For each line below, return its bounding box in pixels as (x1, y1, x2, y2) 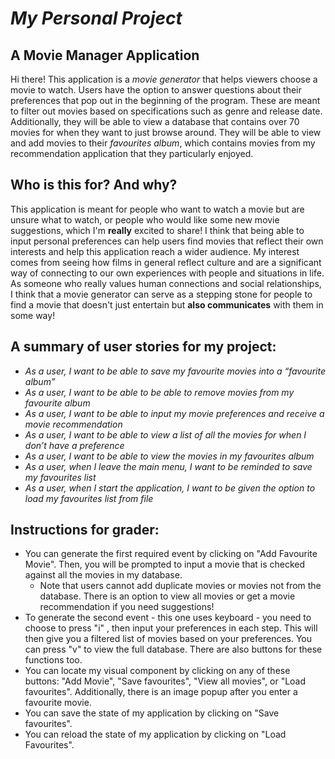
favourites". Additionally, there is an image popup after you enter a (24, 686, 298, 698)
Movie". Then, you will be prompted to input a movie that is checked (24, 558, 306, 571)
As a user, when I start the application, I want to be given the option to (24, 482, 316, 494)
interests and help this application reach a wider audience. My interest (10, 245, 300, 257)
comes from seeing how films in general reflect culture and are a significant (10, 256, 322, 268)
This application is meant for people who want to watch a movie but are (10, 203, 305, 215)
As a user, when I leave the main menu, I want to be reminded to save (24, 460, 313, 472)
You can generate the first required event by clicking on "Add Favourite (24, 548, 318, 560)
